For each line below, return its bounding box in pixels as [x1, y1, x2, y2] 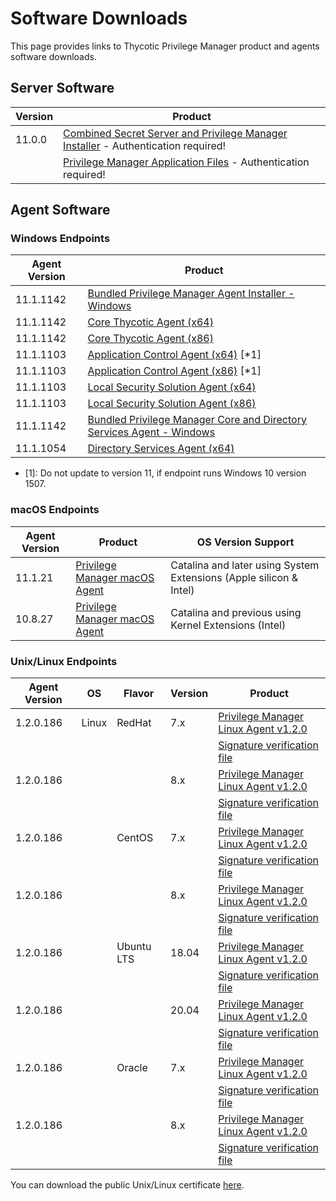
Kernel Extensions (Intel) [170, 618, 287, 632]
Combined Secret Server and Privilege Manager [63, 126, 288, 140]
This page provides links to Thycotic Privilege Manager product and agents [10, 40, 320, 52]
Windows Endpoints [10, 232, 111, 246]
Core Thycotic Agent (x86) [87, 332, 214, 346]
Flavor [123, 687, 155, 701]
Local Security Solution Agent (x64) [87, 380, 257, 394]
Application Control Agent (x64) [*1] [87, 348, 262, 362]
